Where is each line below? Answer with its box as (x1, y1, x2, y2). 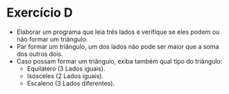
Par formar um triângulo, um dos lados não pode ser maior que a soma (16, 42, 219, 50)
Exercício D (6, 5, 74, 21)
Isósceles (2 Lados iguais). (26, 71, 104, 80)
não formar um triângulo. (16, 35, 88, 43)
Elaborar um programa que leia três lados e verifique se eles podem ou (16, 28, 220, 36)
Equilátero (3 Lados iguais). (26, 64, 105, 73)
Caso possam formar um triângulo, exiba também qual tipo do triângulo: (16, 57, 223, 65)
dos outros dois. (16, 50, 63, 58)
